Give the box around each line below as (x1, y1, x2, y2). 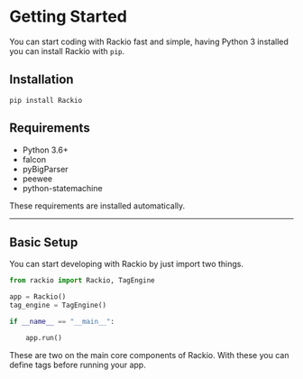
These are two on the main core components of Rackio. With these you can (9, 349, 289, 360)
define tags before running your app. (9, 359, 146, 370)
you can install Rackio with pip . (9, 45, 125, 56)
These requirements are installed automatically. (9, 200, 186, 211)
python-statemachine (22, 182, 103, 193)
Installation (9, 72, 74, 88)
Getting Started (9, 6, 128, 27)
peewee (22, 173, 52, 184)
